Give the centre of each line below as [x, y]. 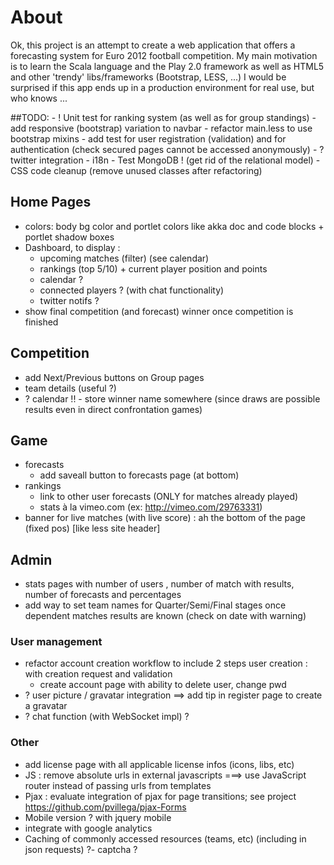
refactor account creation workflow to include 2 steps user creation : [166, 663]
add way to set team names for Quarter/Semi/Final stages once [155, 605]
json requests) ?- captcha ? [81, 849]
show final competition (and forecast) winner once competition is [159, 311]
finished [41, 322]
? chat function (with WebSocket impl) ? [107, 717]
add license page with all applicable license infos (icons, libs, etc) [159, 764]
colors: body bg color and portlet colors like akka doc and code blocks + [174, 226]
